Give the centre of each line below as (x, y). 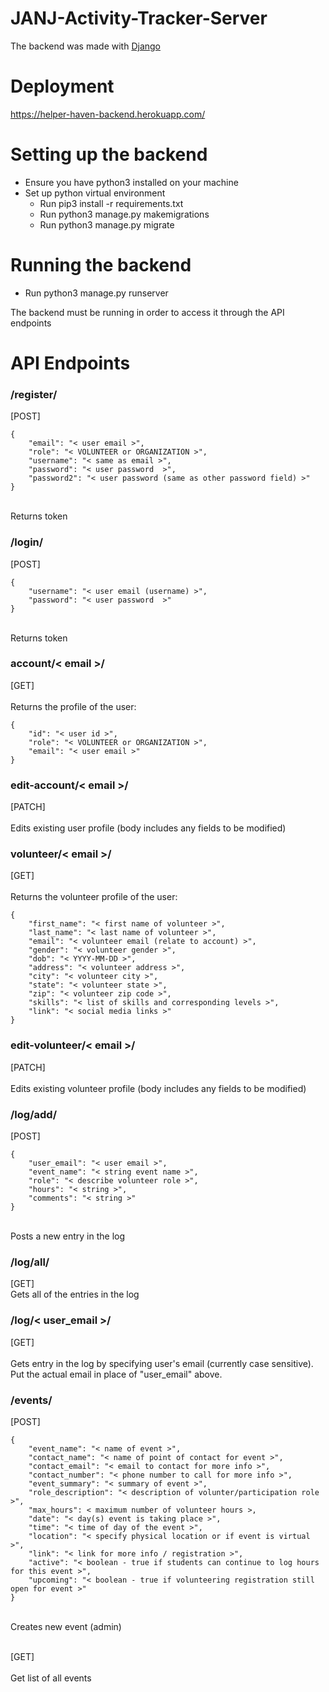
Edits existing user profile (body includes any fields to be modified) (148, 828)
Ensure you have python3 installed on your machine (131, 182)
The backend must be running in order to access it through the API (147, 312)
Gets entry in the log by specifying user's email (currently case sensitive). (162, 1363)
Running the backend (101, 265)
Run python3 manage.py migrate (107, 224)
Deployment (62, 86)
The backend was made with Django (85, 46)
